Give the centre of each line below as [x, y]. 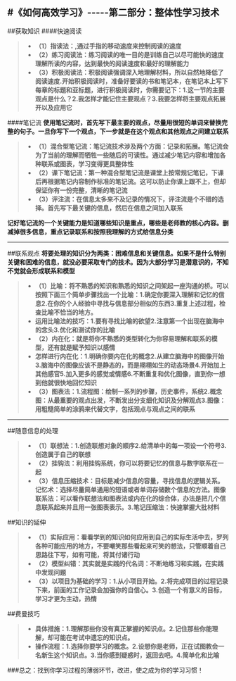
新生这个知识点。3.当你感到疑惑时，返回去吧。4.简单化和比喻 [130, 655]
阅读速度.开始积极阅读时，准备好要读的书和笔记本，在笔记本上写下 [131, 81]
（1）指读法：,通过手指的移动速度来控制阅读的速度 [108, 46]
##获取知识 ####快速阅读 [45, 31]
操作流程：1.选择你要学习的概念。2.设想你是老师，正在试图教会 [126, 646]
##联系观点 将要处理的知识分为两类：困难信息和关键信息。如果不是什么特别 [117, 253]
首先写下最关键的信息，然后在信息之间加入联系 [115, 208]
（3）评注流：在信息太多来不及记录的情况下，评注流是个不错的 [126, 199]
